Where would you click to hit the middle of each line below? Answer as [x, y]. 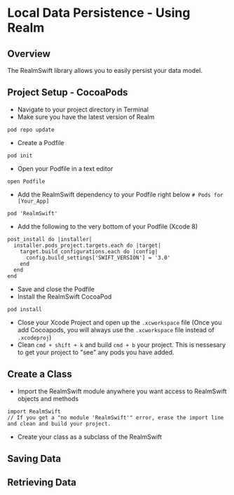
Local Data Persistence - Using [99, 13]
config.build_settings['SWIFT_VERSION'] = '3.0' [98, 257]
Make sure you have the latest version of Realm [86, 116]
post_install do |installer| [50, 239]
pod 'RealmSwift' [33, 213]
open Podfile [26, 181]
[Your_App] [33, 201]
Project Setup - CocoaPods [68, 93]
